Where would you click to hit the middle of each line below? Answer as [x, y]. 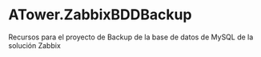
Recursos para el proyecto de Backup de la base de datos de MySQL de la [131, 37]
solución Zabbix [35, 45]
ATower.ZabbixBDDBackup [100, 15]
